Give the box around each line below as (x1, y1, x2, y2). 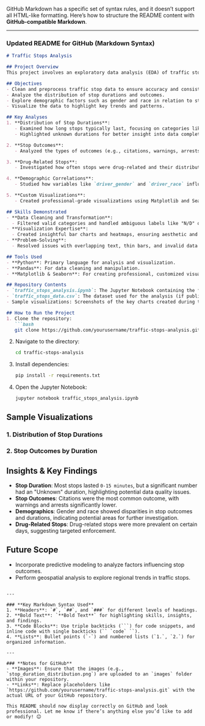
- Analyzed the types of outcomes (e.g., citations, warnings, (14, 148, 179, 154)
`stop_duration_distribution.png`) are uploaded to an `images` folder (6, 671, 192, 677)
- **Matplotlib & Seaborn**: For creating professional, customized (6, 271, 184, 277)
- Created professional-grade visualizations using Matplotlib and (14, 198, 190, 204)
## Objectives (6, 80, 43, 87)
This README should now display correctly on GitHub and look (6, 703, 168, 709)
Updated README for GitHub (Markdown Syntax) (6, 39, 155, 48)
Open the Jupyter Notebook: (15, 383, 87, 391)
